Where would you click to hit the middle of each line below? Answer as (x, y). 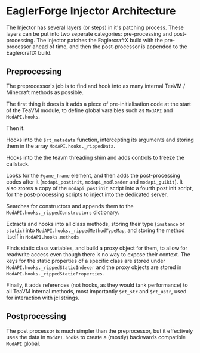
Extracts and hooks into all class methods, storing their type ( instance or (96, 224)
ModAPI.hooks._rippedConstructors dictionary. (63, 212)
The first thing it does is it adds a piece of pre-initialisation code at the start (99, 104)
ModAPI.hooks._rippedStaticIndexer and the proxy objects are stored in (94, 267)
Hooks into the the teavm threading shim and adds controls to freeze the (96, 157)
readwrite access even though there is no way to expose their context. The (99, 254)
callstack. (18, 164)
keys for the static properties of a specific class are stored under (86, 261)
